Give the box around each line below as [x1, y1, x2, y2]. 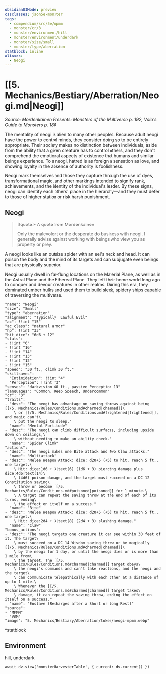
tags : [5, 16, 16, 21]
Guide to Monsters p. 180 [5, 122, 57, 128]
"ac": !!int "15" [5, 319, 41, 324]
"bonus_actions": [5, 527, 41, 532]
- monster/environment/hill [9, 30, 68, 35]
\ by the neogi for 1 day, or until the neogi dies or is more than [14, 549, 159, 554]
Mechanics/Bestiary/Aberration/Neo [5, 90, 159, 101]
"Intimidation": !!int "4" [9, 376, 65, 381]
